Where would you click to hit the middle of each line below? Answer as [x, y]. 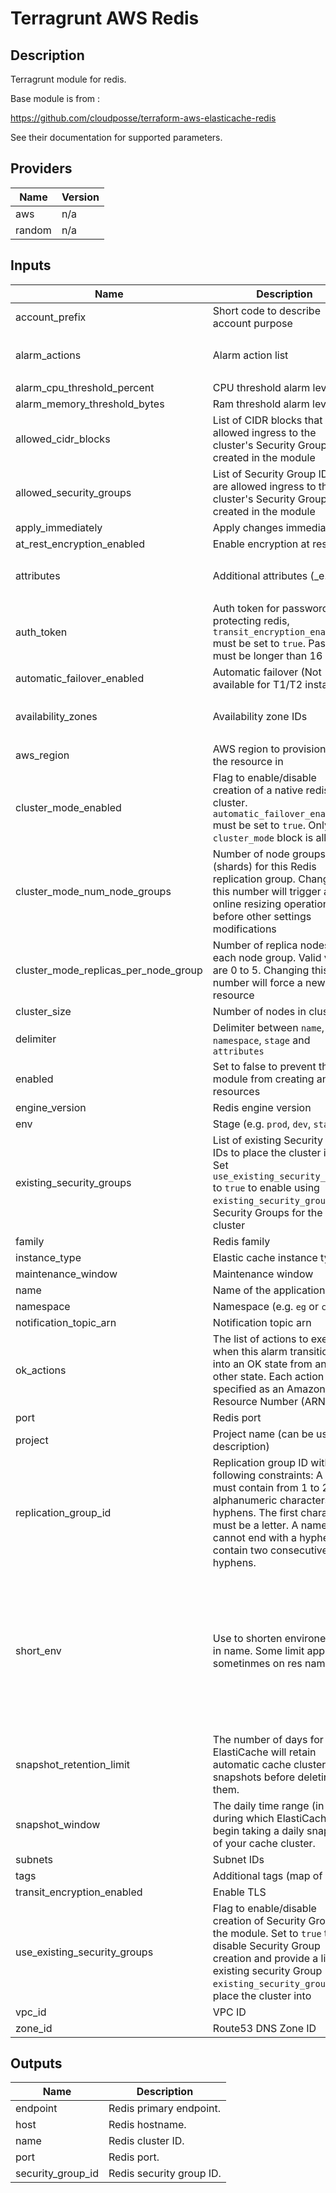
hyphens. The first [255, 1512]
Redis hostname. [147, 2125]
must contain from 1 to [266, 1487]
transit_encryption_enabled [79, 1892]
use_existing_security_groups [84, 1952]
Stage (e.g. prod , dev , [262, 1124]
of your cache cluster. [264, 1843]
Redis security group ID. [165, 2174]
